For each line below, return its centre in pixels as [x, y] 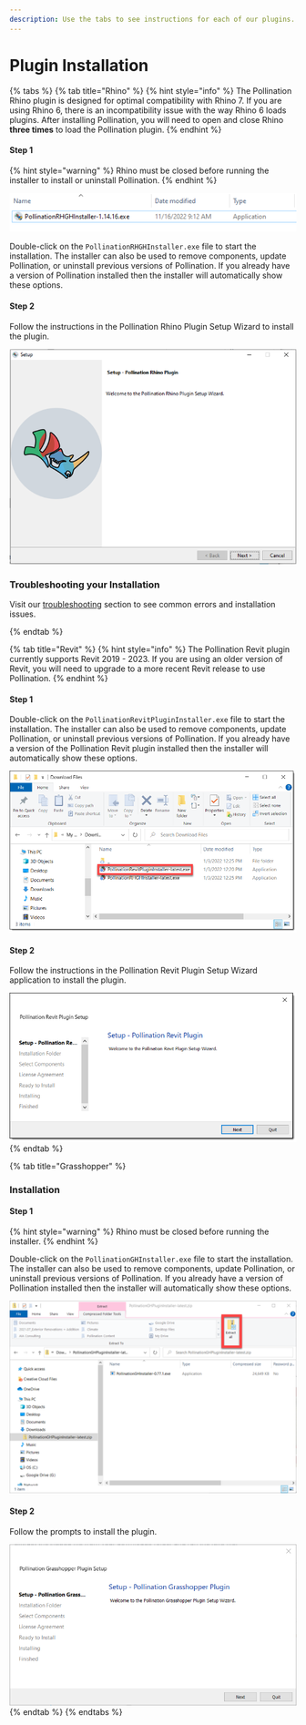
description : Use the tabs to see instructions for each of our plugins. [153, 19]
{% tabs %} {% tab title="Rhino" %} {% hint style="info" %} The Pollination [151, 90]
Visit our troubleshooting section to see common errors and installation [143, 605]
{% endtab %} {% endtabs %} [66, 1712]
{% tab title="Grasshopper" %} [68, 1166]
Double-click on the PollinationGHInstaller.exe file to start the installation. [151, 1259]
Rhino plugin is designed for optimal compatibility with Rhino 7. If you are [146, 100]
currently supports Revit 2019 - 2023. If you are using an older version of [147, 659]
